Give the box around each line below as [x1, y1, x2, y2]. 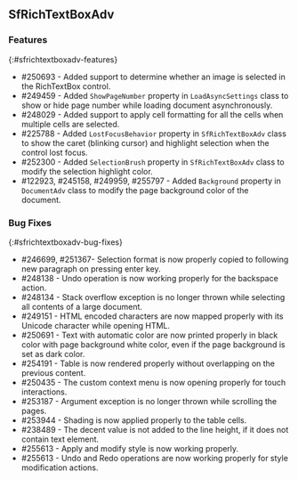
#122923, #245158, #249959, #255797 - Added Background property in [20, 175, 282, 186]
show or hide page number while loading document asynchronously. [20, 100, 273, 110]
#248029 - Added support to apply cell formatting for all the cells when [20, 109, 284, 119]
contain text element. [20, 434, 100, 444]
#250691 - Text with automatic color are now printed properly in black [20, 329, 278, 340]
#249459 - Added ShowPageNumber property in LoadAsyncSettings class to [20, 90, 289, 101]
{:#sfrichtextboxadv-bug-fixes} [8, 236, 124, 248]
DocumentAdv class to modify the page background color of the [20, 184, 249, 195]
